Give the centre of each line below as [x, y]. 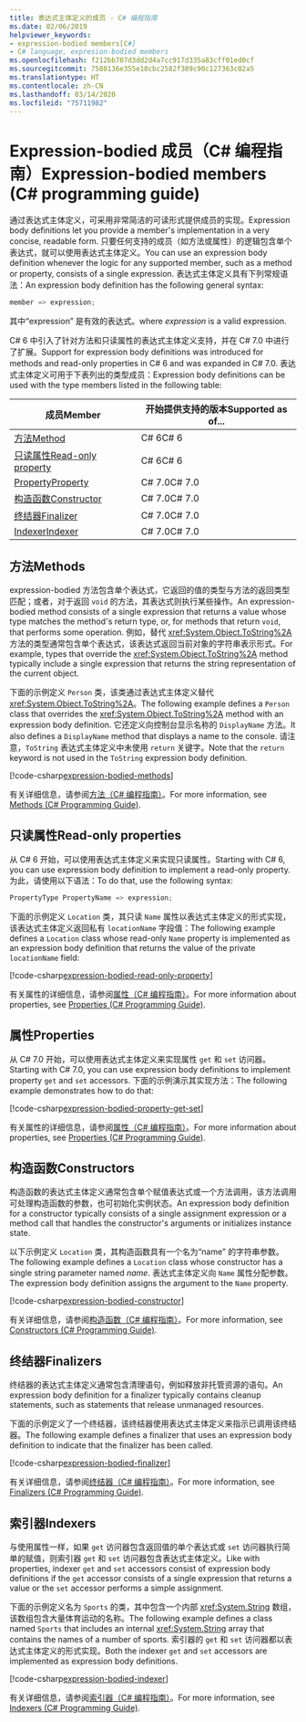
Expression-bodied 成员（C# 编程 [138, 151]
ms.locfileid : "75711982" [58, 103]
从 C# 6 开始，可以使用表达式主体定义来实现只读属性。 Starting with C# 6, [148, 859]
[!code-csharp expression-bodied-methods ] [92, 776]
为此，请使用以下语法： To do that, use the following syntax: [122, 880]
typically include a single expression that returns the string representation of [153, 664]
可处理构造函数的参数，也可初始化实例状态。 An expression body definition [149, 1203]
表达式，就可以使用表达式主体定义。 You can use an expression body [138, 253]
